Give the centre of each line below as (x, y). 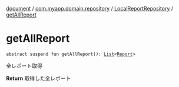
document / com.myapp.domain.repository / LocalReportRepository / (90, 9)
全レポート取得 (24, 66)
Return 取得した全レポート (39, 78)
